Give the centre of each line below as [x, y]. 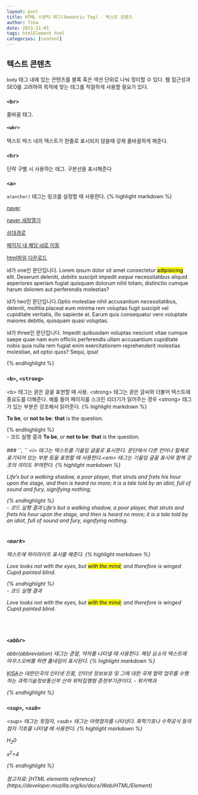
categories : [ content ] [34, 39]
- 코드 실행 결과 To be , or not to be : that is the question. [73, 437]
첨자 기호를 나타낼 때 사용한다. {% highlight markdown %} [75, 729]
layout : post [23, 11]
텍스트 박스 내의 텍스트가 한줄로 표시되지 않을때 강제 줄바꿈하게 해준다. [87, 141]
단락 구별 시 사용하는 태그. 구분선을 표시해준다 [59, 169]
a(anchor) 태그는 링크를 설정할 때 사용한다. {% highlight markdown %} [89, 196]
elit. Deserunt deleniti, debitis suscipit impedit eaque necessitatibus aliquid [97, 276]
